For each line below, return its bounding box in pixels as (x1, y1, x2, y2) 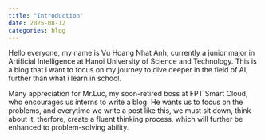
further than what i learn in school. (8, 73, 122, 84)
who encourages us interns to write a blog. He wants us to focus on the (8, 97, 243, 107)
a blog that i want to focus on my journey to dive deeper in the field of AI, (8, 65, 249, 75)
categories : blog (8, 26, 66, 34)
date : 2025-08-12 (8, 19, 66, 27)
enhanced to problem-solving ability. (8, 122, 129, 132)
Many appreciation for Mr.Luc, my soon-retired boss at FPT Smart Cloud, (8, 89, 248, 99)
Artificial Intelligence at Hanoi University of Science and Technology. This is (8, 56, 257, 66)
